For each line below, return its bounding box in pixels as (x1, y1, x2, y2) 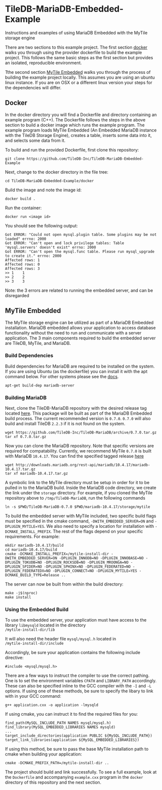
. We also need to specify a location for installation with (44, 523, 154, 529)
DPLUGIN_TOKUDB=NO (5, 560, 42, 565)
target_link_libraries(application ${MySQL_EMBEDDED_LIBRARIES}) (5, 738, 139, 742)
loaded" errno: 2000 (5, 236, 47, 241)
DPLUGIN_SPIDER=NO (5, 564, 42, 569)
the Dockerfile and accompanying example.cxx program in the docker (5, 774, 144, 780)
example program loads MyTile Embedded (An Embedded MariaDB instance (5, 127, 157, 133)
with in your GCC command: (5, 693, 61, 699)
